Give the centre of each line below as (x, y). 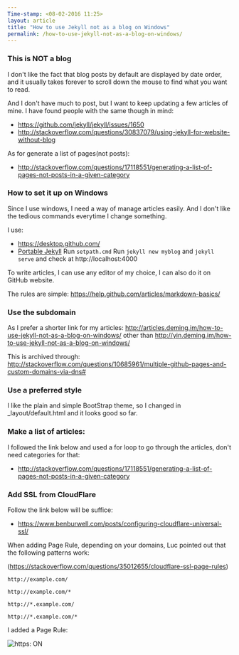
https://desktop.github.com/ (59, 243)
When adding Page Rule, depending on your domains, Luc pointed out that (117, 545)
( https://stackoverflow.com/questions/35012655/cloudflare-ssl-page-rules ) (118, 567)
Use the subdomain (42, 312)
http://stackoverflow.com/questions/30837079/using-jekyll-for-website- (124, 132)
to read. (19, 89)
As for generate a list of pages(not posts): (69, 153)
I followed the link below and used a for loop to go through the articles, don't (119, 447)
